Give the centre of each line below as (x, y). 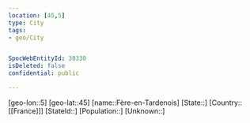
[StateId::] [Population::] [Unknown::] (105, 110)
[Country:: (226, 102)
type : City (26, 23)
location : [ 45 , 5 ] (37, 15)
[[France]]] (26, 110)
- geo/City (26, 37)
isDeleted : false (37, 66)
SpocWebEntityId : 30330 (47, 59)
